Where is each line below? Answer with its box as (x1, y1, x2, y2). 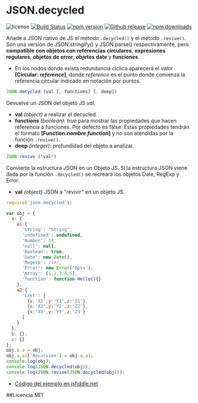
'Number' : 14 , (21, 237, 57, 244)
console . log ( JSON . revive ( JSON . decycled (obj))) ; (6, 369, 126, 375)
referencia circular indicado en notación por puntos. (14, 77, 141, 84)
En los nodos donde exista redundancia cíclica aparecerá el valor (14, 64, 173, 71)
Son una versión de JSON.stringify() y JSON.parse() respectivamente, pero (6, 41, 189, 48)
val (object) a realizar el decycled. (14, 110, 98, 118)
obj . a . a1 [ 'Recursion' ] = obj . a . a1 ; (6, 353, 94, 359)
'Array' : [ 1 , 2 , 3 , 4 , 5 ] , (21, 271, 78, 277)
